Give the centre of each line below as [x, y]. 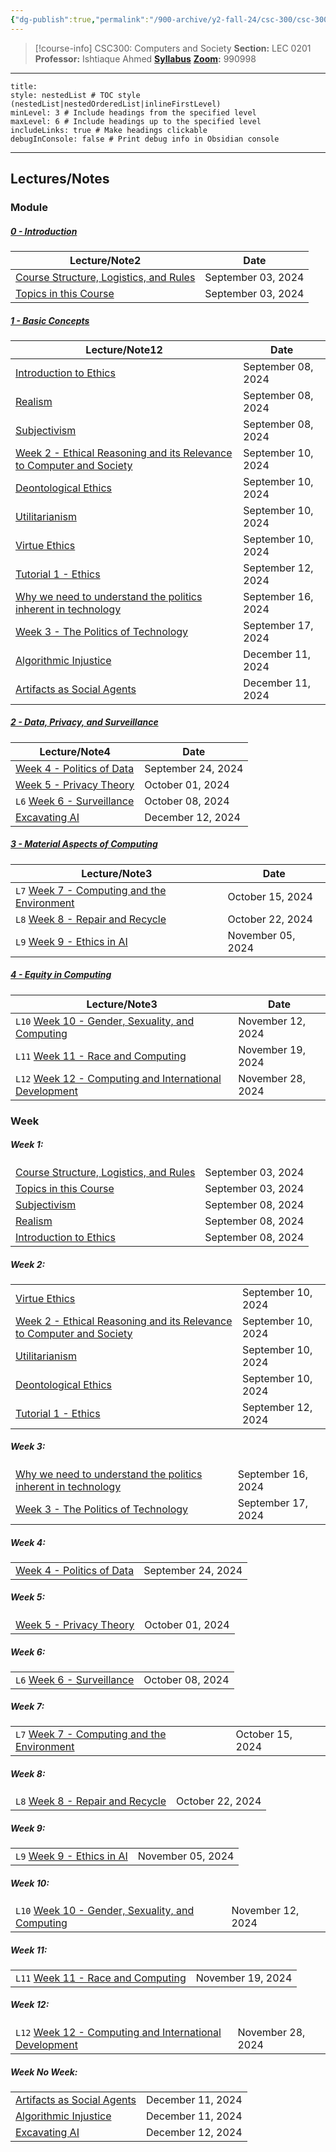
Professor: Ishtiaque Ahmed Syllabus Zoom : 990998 [145, 58]
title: [24, 86]
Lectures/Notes [60, 179]
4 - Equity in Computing [61, 975]
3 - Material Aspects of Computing [84, 844]
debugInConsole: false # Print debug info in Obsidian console [145, 139]
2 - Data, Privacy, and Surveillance [84, 722]
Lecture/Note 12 [124, 349]
